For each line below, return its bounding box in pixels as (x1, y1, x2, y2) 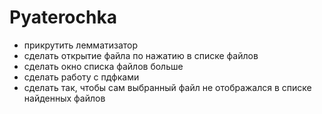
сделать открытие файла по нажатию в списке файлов (23, 49, 259, 61)
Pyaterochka (9, 6, 117, 29)
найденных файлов (23, 92, 106, 104)
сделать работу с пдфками (23, 71, 140, 83)
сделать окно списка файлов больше (23, 60, 184, 72)
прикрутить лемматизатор (23, 39, 139, 51)
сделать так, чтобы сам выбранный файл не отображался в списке (23, 81, 312, 93)
